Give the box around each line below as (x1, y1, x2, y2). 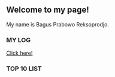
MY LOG (6, 35, 31, 44)
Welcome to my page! (6, 5, 90, 15)
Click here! (6, 49, 33, 57)
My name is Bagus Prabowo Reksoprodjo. (6, 20, 110, 28)
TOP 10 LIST (6, 64, 42, 73)
